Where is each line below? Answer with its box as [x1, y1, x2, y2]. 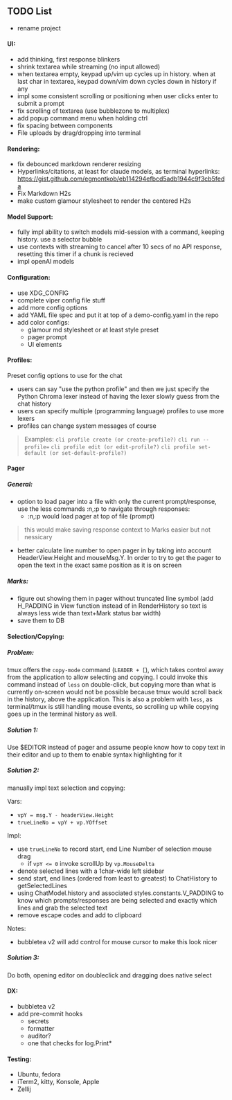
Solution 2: [7, 766, 39, 775]
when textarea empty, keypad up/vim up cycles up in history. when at [17, 70, 216, 78]
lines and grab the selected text [17, 903, 108, 912]
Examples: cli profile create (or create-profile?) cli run [24, 435, 200, 443]
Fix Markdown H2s [17, 190, 71, 198]
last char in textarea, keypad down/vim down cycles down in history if [17, 78, 217, 86]
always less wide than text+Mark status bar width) [17, 609, 161, 617]
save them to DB [17, 616, 64, 625]
